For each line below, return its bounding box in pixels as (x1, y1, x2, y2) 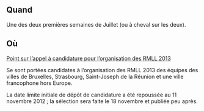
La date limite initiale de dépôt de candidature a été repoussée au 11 (6, 91, 177, 98)
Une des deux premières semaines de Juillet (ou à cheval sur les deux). (6, 21, 186, 28)
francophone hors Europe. (6, 79, 73, 87)
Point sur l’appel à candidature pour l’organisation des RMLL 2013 (6, 55, 171, 62)
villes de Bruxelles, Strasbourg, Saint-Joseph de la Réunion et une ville (6, 73, 184, 80)
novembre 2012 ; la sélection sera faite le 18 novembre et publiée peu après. (6, 97, 199, 105)
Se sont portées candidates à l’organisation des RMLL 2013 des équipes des (6, 66, 199, 73)
